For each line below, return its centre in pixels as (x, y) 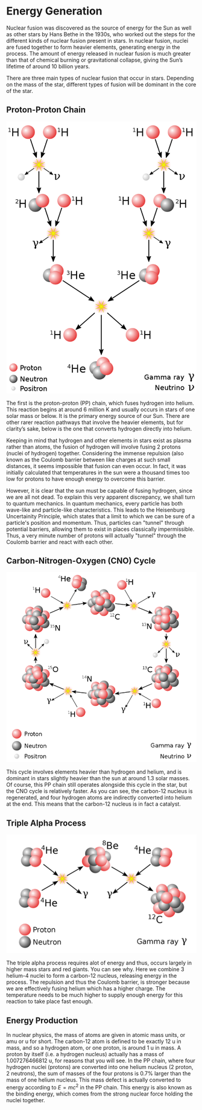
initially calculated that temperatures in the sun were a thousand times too (98, 472)
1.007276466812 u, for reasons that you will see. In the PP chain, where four (101, 1060)
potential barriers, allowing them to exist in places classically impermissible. (100, 529)
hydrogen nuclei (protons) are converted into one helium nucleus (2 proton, (100, 1067)
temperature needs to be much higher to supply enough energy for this (95, 995)
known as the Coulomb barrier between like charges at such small (88, 460)
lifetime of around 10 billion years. (48, 66)
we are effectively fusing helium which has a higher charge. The (86, 989)
